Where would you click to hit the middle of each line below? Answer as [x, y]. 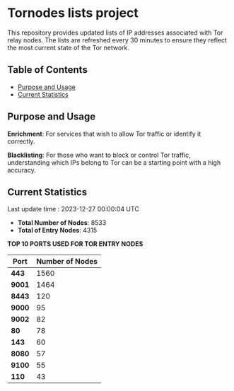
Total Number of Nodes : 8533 [62, 223]
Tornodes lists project [73, 13]
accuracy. [22, 170]
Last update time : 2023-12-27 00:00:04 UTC [73, 209]
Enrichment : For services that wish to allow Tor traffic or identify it [104, 134]
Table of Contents [48, 70]
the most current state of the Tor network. [68, 47]
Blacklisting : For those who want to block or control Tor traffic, [99, 155]
